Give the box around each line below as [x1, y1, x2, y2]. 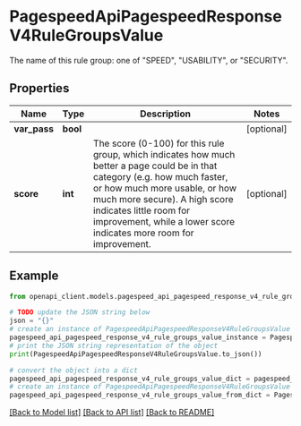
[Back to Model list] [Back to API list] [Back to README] [9, 407, 215, 418]
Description [140, 107, 191, 120]
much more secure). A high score [92, 192, 234, 205]
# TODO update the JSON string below [9, 308, 150, 317]
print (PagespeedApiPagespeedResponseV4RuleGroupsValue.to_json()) [9, 349, 262, 359]
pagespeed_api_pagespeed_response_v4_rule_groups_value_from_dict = [9, 391, 271, 400]
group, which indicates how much [92, 148, 236, 160]
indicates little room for [92, 204, 191, 217]
